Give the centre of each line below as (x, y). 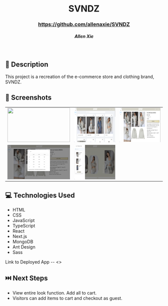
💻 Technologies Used (40, 195)
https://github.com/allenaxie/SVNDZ (84, 24)
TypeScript (24, 226)
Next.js (20, 236)
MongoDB (23, 242)
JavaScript (23, 220)
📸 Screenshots (28, 98)
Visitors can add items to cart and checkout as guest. (67, 298)
